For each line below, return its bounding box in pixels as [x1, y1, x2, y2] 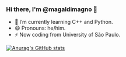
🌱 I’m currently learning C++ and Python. [14, 19, 113, 26]
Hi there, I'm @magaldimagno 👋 [6, 5, 97, 13]
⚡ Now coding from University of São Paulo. [14, 31, 121, 38]
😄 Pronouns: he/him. [14, 24, 66, 31]
